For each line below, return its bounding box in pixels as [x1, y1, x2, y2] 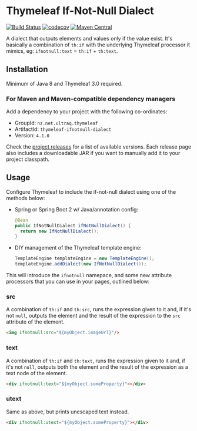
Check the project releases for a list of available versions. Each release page [6, 143, 192, 150]
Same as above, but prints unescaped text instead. [6, 408, 129, 415]
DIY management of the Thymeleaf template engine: [14, 244, 142, 251]
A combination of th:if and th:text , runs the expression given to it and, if [6, 357, 185, 364]
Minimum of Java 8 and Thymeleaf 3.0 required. [6, 80, 123, 87]
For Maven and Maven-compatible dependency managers [6, 95, 175, 103]
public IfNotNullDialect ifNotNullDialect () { [14, 223, 131, 228]
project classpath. [6, 156, 50, 163]
